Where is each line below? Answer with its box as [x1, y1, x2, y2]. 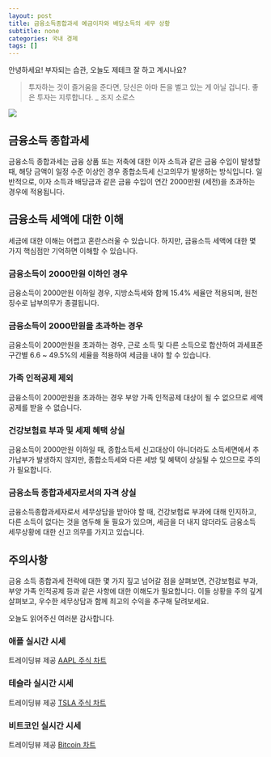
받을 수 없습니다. [29, 402, 83, 412]
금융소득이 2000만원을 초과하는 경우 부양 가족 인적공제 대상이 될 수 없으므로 [8, 392, 248, 402]
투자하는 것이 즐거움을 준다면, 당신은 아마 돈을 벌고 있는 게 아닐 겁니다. [28, 82, 251, 92]
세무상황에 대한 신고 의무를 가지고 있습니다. [8, 527, 145, 537]
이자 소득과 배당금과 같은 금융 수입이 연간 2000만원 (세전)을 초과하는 [38, 176, 256, 186]
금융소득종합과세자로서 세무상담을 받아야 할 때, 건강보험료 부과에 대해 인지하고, [8, 507, 257, 517]
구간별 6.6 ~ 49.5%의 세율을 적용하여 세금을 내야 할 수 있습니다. [8, 350, 211, 360]
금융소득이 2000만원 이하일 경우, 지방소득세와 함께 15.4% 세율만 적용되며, [8, 288, 243, 298]
